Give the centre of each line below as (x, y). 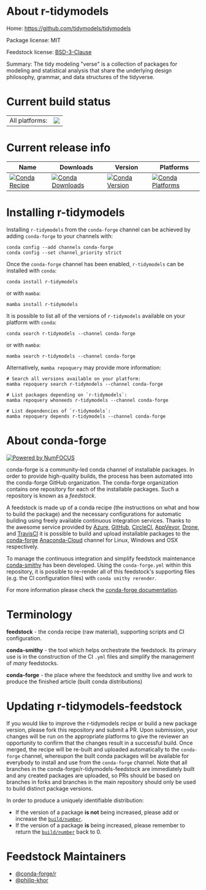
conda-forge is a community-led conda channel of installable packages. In (100, 469)
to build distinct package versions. (50, 788)
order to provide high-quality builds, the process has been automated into (100, 476)
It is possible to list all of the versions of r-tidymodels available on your (96, 316)
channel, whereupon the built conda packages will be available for (105, 756)
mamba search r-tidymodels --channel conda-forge (71, 356)
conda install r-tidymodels (42, 282)
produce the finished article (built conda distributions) (74, 681)
